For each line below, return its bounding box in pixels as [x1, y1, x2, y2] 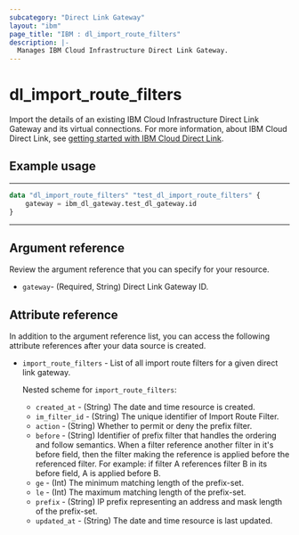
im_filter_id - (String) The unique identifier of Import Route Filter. [35, 411, 279, 422]
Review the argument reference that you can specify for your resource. [9, 264, 270, 275]
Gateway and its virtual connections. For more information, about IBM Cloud [9, 124, 287, 135]
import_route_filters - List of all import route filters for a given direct [21, 358, 279, 368]
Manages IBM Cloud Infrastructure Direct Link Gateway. [17, 46, 229, 55]
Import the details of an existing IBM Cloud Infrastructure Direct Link [9, 114, 260, 125]
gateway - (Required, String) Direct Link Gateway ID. [21, 282, 209, 292]
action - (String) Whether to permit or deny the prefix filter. [35, 421, 253, 432]
